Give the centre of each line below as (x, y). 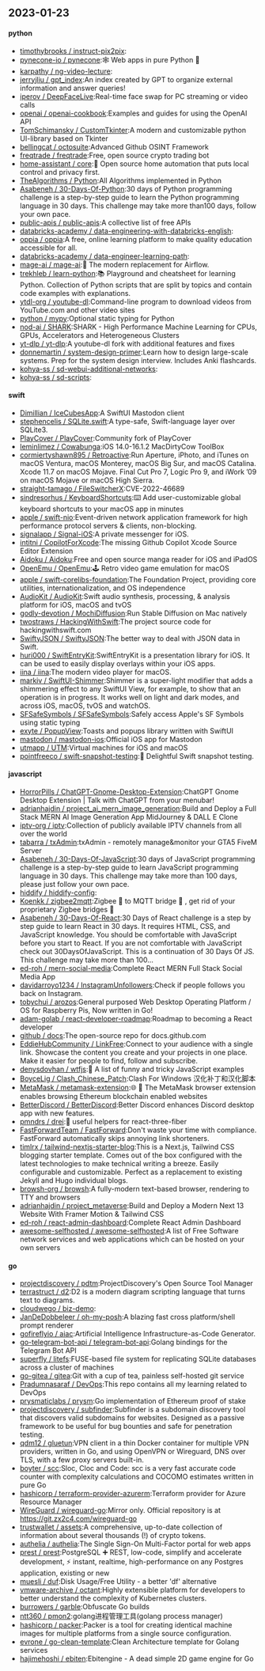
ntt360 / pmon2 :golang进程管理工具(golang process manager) (121, 1616)
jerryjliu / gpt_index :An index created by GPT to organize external (126, 79)
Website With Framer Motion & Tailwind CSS (92, 1214)
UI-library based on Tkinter (64, 138)
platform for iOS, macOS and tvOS (76, 604)
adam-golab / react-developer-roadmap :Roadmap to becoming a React (136, 1019)
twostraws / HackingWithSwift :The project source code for (115, 621)
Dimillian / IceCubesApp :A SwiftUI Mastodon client (102, 413)
